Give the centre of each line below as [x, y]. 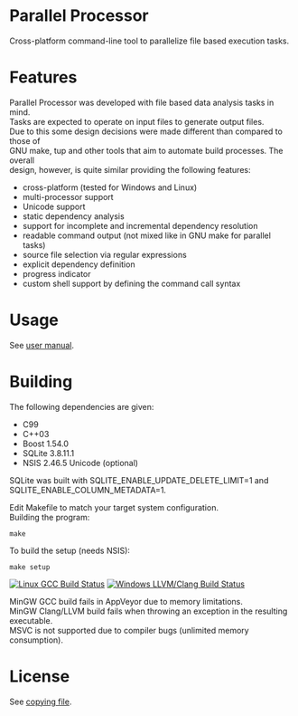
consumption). [36, 640]
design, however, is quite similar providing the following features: [130, 169]
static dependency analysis [73, 216]
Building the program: [50, 517]
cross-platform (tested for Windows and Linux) [110, 187]
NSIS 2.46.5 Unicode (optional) [80, 463]
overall [22, 160]
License [40, 676]
